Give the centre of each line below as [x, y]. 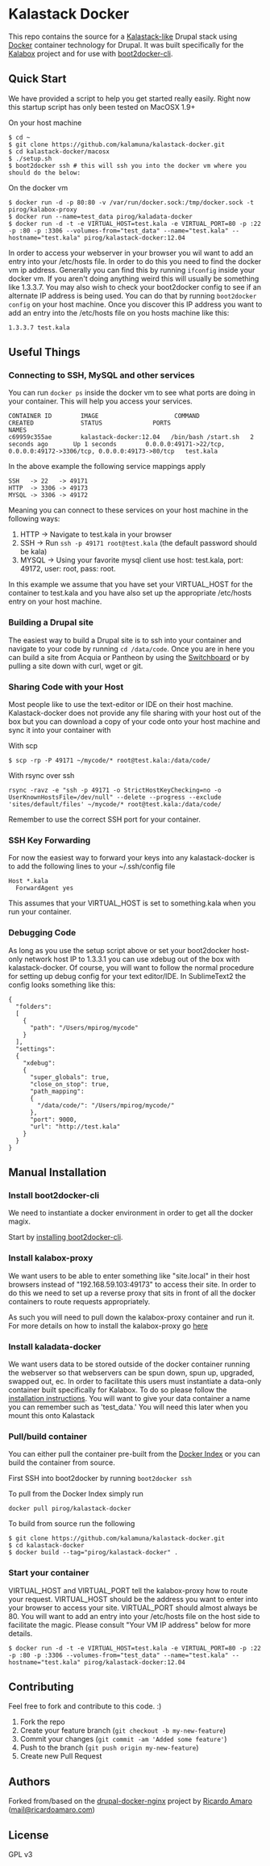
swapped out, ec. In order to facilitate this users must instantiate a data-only [135, 1381]
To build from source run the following [72, 1524]
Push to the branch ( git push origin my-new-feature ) [109, 1747]
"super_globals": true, [70, 1077]
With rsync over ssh [42, 776]
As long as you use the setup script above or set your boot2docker [119, 950]
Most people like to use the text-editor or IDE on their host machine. [121, 705]
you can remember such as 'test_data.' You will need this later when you [128, 1407]
